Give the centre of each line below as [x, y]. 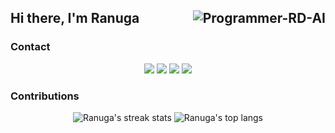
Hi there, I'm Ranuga [75, 18]
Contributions [45, 96]
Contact [30, 47]
